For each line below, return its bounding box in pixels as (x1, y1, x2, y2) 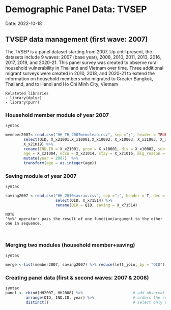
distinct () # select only (25, 300, 163, 305)
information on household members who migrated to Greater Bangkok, (5, 75, 154, 82)
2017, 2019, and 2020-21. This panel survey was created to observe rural (5, 59, 158, 66)
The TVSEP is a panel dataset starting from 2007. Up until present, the (5, 48, 153, 54)
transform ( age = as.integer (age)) (23, 161, 97, 166)
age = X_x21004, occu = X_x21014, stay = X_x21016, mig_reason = (23, 151, 165, 156)
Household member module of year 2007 (5, 111, 109, 118)
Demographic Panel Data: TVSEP (5, 4, 147, 15)
